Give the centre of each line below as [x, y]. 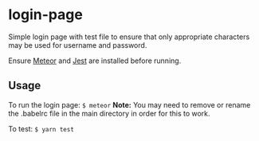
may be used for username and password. [78, 45]
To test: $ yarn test [41, 128]
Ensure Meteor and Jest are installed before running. [95, 61]
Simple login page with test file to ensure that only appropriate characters [129, 37]
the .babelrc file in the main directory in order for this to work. [109, 113]
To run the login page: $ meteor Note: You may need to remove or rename [129, 104]
